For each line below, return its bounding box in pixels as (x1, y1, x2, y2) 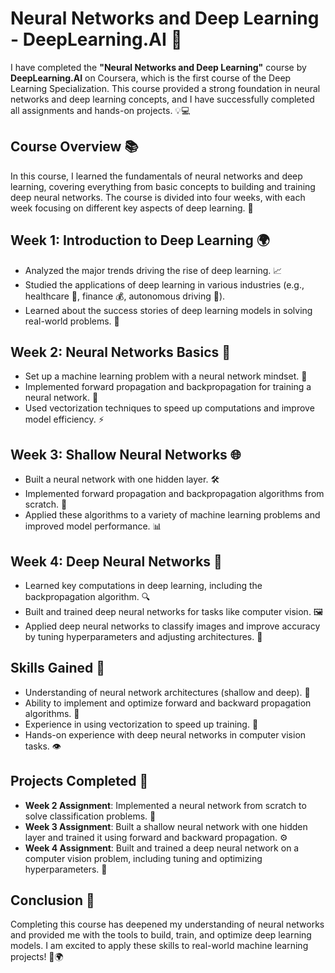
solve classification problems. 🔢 (24, 810, 157, 822)
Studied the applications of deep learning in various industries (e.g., (24, 278, 305, 291)
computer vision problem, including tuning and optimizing (24, 852, 263, 864)
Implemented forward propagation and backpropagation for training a (24, 381, 312, 393)
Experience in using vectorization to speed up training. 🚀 (24, 718, 259, 730)
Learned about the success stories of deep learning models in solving (24, 304, 313, 316)
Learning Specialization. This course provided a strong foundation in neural (10, 82, 321, 94)
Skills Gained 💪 (10, 660, 105, 677)
